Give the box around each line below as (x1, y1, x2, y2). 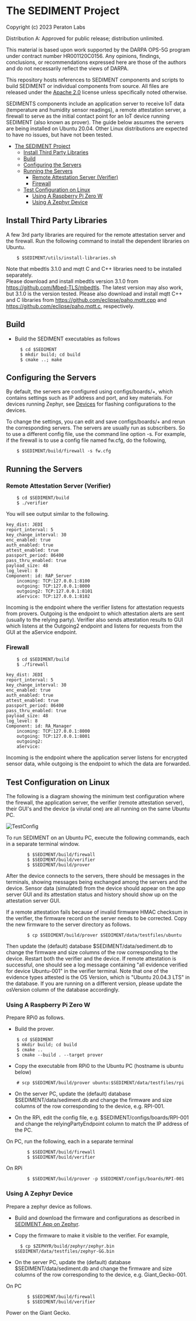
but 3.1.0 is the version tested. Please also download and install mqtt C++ (6, 290, 183, 297)
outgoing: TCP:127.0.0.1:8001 (16, 734, 91, 740)
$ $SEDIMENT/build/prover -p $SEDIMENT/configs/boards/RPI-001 (27, 1176, 184, 1182)
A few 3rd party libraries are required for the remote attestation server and (6, 231, 185, 238)
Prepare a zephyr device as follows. (6, 1203, 92, 1210)
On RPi (6, 1165, 23, 1172)
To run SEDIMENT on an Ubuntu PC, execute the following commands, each (6, 834, 190, 842)
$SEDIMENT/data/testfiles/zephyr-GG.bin (14, 1248, 115, 1254)
